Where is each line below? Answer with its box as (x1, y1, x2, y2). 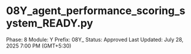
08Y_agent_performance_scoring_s (6, 4, 186, 18)
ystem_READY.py (6, 16, 93, 30)
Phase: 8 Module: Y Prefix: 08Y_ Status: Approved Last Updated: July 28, (6, 36, 184, 43)
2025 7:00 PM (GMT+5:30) (6, 42, 72, 49)
